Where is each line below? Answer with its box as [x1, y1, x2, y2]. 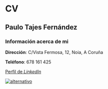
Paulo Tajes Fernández [5, 23, 77, 31]
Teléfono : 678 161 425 [5, 58, 51, 65]
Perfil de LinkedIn [5, 68, 41, 74]
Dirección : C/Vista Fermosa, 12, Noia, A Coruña [5, 49, 103, 55]
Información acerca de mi [5, 38, 68, 45]
